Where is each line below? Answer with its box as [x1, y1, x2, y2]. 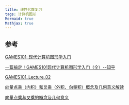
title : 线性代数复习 [5, 7, 42, 12]
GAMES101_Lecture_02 [5, 74, 51, 80]
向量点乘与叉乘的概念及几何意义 [5, 95, 69, 101]
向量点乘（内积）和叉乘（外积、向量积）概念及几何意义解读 [5, 84, 124, 90]
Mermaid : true [5, 16, 34, 21]
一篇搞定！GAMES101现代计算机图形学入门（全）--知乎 [5, 64, 115, 70]
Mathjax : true [5, 21, 34, 26]
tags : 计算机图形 [5, 12, 36, 17]
